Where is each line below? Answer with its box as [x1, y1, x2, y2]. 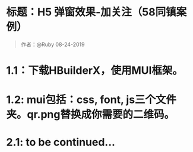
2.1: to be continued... [6, 135, 116, 148]
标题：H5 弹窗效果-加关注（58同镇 [6, 5, 176, 19]
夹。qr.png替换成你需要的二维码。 [6, 108, 175, 121]
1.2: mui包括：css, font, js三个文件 [6, 93, 177, 106]
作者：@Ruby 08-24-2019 [20, 41, 85, 48]
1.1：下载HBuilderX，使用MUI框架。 [6, 64, 183, 77]
